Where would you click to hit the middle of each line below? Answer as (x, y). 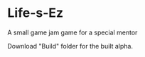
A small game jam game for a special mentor (72, 32)
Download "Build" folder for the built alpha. (70, 46)
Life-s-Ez (36, 13)
